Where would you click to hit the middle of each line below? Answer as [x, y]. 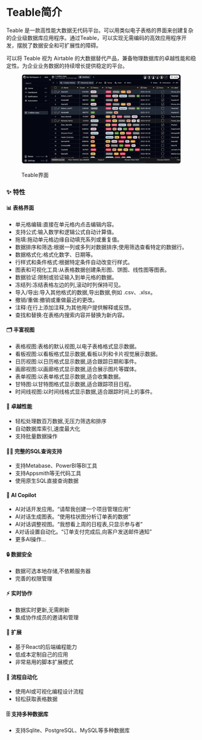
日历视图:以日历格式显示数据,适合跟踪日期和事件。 [77, 361]
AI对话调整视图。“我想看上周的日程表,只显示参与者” [79, 524]
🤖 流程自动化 [22, 677]
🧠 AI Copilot [21, 495]
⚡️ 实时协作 [19, 593]
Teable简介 [34, 12]
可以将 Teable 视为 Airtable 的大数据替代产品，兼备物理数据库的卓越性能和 [99, 58]
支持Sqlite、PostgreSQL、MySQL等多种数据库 [72, 730]
